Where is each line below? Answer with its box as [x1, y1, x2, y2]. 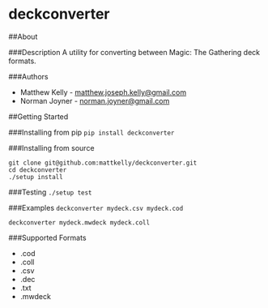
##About [8, 32, 38, 41]
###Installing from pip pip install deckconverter [8, 127, 175, 137]
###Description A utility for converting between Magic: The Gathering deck [8, 47, 261, 57]
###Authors [8, 71, 49, 81]
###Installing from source [8, 143, 95, 152]
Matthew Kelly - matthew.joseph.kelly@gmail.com [19, 87, 187, 97]
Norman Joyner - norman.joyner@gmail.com [19, 96, 170, 105]
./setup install [8, 173, 63, 181]
